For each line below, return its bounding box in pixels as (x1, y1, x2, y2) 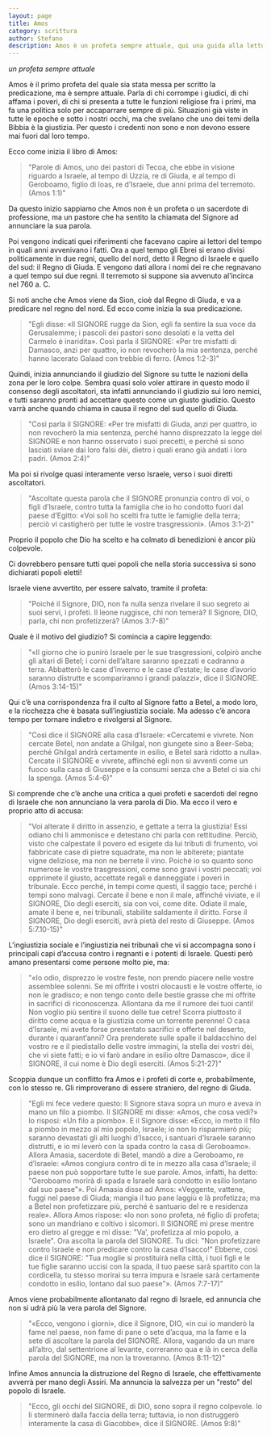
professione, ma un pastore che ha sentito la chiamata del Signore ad (8, 212, 239, 222)
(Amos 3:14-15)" (27, 682, 83, 691)
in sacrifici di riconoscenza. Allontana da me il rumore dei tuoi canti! (27, 999, 254, 1009)
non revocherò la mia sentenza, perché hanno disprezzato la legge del (27, 428, 262, 438)
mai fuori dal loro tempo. (8, 131, 90, 141)
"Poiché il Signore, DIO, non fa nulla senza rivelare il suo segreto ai (27, 599, 250, 609)
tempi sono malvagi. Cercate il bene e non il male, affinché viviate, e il (27, 890, 261, 900)
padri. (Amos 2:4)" (27, 454, 90, 464)
